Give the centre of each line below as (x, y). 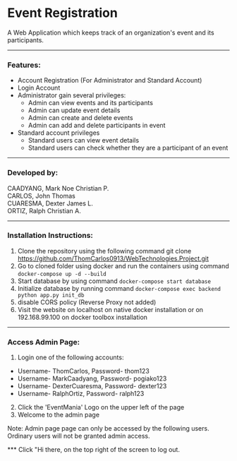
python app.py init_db (51, 295)
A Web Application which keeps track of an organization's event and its (111, 32)
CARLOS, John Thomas (41, 196)
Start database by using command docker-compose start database (114, 281)
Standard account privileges (59, 133)
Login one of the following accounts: (71, 357)
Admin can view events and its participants (91, 103)
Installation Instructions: (50, 236)
